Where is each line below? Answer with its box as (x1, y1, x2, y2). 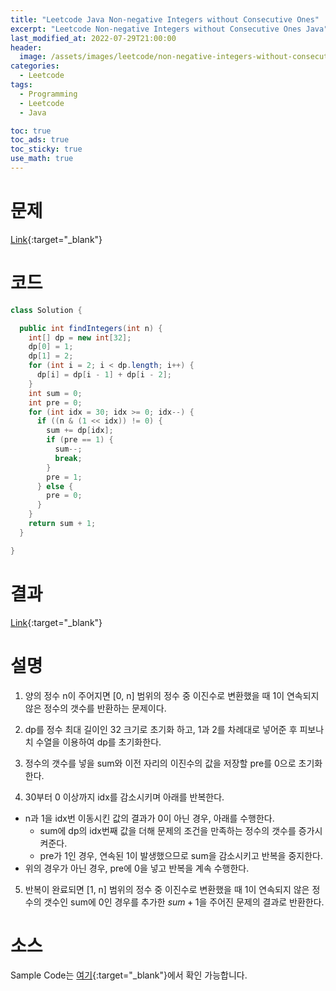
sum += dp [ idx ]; (46, 426, 114, 436)
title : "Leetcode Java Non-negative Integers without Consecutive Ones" (10, 14, 320, 25)
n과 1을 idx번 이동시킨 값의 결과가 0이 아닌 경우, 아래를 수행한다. (24, 812, 275, 824)
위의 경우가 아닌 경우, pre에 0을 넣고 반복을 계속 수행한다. (24, 862, 250, 874)
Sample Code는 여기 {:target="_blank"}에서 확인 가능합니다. (10, 969, 248, 981)
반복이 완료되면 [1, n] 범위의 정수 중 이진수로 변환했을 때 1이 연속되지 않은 (24, 883, 310, 895)
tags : (10, 80, 33, 90)
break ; (54, 453, 83, 463)
